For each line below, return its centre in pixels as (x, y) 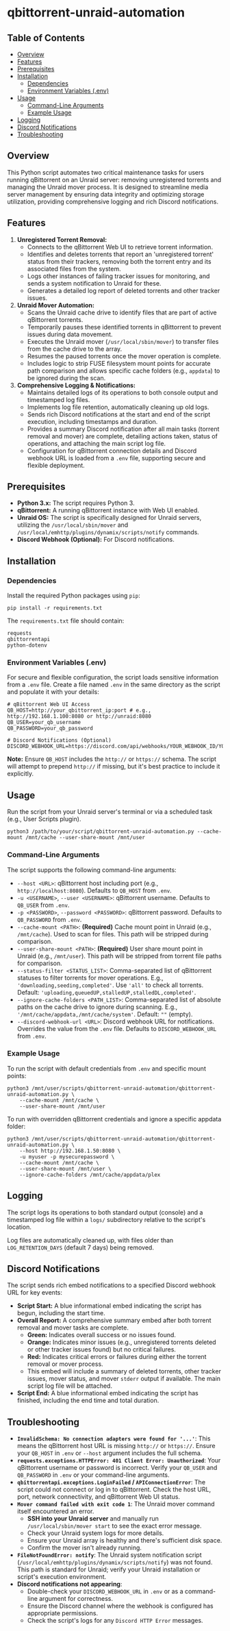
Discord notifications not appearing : (69, 1584)
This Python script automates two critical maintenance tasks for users (105, 172)
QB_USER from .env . (43, 905)
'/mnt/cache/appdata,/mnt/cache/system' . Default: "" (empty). (105, 1014)
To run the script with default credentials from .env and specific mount (107, 1068)
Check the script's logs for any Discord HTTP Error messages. (115, 1621)
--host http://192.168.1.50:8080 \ (70, 1151)
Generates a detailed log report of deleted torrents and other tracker (124, 290)
